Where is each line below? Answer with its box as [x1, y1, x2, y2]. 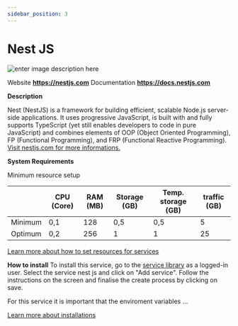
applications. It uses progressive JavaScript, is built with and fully [21, 113, 212, 121]
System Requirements [7, 157, 74, 165]
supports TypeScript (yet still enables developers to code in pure [7, 120, 197, 129]
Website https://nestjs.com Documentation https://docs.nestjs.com [7, 78, 210, 86]
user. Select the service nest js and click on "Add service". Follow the [7, 268, 209, 276]
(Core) [51, 201, 74, 210]
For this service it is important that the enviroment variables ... [7, 297, 188, 305]
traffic [203, 192, 225, 202]
